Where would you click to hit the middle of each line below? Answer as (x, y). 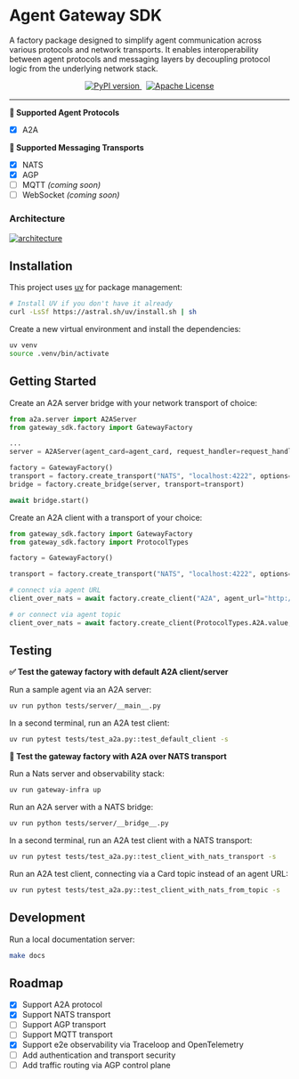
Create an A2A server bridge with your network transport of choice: (133, 402)
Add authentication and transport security (99, 1055)
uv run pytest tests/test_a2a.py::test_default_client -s (119, 740)
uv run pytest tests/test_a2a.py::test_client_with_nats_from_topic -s (145, 890)
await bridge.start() (49, 500)
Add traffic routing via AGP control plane (96, 1065)
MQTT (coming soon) (61, 185)
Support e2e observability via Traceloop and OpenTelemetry (133, 1045)
